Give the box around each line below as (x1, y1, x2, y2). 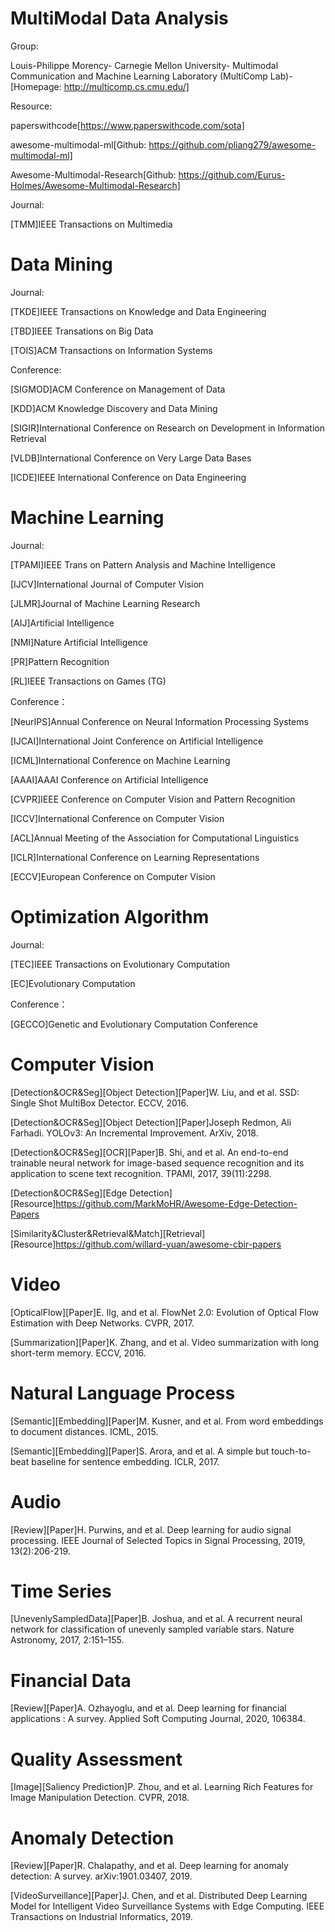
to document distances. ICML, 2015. (10, 1425, 159, 1437)
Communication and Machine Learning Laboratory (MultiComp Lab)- (10, 70, 293, 82)
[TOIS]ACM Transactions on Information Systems (10, 344, 213, 356)
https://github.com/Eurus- (178, 168, 286, 181)
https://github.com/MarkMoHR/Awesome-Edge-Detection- (55, 1197, 298, 1209)
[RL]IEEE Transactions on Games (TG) (10, 675, 167, 687)
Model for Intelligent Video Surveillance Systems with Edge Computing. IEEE (10, 1900, 325, 1912)
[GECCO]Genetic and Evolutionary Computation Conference (10, 1018, 258, 1030)
